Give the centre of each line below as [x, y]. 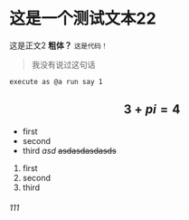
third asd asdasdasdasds [69, 150]
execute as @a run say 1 [56, 81]
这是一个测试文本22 [83, 19]
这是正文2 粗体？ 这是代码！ [59, 45]
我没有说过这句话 [63, 64]
